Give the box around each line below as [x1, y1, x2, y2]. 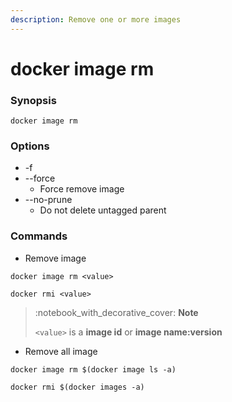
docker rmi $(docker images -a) [10, 382, 145, 392]
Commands [10, 229, 68, 243]
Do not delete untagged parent [39, 204, 167, 216]
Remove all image [24, 345, 98, 357]
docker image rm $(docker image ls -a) [10, 364, 177, 375]
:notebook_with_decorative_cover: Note [34, 306, 199, 318]
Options [10, 139, 50, 153]
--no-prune [24, 194, 73, 206]
